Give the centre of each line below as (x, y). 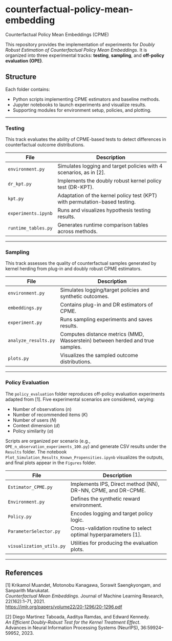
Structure (21, 77)
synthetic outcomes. (84, 297)
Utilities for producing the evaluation (114, 543)
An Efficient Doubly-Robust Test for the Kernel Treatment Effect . (73, 622)
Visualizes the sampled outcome (99, 356)
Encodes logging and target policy (112, 513)
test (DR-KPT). (76, 187)
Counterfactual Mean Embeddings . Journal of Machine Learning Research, (84, 596)
